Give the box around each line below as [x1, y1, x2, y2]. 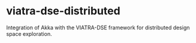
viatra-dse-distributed [6, 4, 121, 18]
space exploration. [6, 30, 52, 37]
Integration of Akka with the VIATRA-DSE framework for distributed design [6, 24, 190, 31]
